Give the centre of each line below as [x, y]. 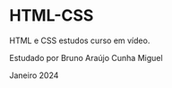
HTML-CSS [52, 16]
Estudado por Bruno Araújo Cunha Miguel [86, 57]
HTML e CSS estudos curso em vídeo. [80, 40]
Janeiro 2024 [34, 75]
